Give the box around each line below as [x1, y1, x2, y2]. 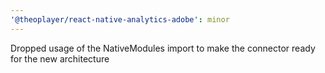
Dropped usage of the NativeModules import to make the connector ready [10, 42, 316, 54]
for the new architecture [10, 52, 110, 65]
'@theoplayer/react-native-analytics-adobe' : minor [10, 14, 230, 25]
